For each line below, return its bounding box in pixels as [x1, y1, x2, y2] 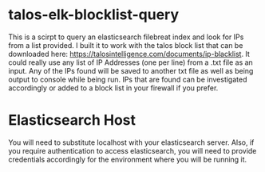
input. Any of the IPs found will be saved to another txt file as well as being [8, 66, 254, 75]
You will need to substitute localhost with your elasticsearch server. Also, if [8, 138, 255, 147]
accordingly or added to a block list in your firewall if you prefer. [8, 82, 219, 93]
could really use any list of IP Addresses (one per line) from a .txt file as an [8, 58, 253, 67]
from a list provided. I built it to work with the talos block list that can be [8, 40, 243, 50]
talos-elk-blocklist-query [8, 6, 180, 24]
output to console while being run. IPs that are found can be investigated [8, 74, 247, 84]
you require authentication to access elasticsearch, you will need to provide [8, 146, 257, 155]
